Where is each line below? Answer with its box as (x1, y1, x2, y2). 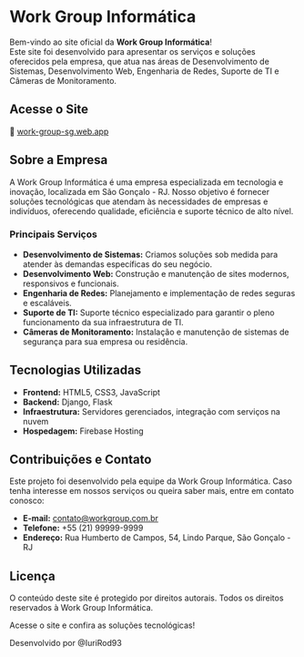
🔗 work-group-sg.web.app (9, 126, 109, 137)
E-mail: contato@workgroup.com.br (22, 513, 159, 524)
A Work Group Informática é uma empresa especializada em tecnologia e (9, 176, 284, 188)
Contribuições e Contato (9, 452, 152, 467)
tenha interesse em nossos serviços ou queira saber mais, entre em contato (9, 486, 294, 497)
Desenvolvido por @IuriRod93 (9, 638, 123, 649)
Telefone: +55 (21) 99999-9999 (22, 522, 144, 534)
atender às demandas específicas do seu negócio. (22, 258, 213, 270)
